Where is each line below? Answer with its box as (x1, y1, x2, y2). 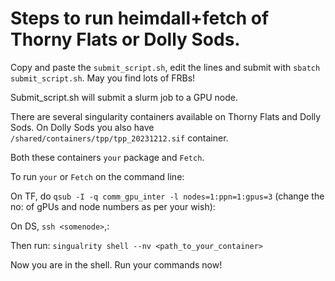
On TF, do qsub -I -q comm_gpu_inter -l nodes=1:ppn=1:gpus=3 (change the (10, 190, 325, 202)
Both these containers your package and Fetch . (10, 151, 205, 163)
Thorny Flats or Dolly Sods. (10, 28, 241, 51)
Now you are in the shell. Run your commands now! (10, 258, 223, 271)
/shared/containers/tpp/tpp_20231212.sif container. (10, 132, 229, 144)
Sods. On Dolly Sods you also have (10, 121, 155, 133)
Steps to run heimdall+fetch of (10, 7, 270, 30)
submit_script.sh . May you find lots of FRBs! (10, 72, 196, 84)
